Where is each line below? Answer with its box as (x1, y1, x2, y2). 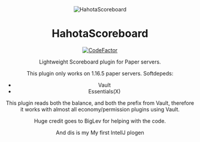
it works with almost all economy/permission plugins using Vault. (20, 105, 180, 113)
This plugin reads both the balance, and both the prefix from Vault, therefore (5, 99, 195, 107)
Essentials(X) (88, 87, 121, 95)
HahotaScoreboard (51, 27, 149, 41)
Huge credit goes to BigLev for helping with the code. (34, 117, 166, 125)
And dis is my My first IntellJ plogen (56, 129, 144, 136)
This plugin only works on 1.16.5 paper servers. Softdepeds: (26, 70, 174, 77)
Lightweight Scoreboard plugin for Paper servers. (39, 58, 161, 65)
